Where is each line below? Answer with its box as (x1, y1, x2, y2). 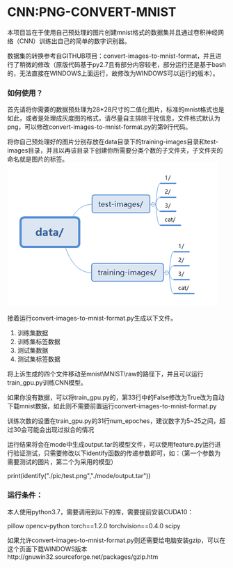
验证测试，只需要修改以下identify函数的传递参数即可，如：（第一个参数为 (13, 449, 221, 457)
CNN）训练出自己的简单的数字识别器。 (19, 36, 131, 45)
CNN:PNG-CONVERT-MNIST (7, 4, 177, 20)
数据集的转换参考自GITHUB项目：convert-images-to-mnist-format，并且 (7, 52, 216, 60)
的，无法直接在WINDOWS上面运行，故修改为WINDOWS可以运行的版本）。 (7, 69, 219, 77)
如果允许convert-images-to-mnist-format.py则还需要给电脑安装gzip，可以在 (7, 536, 226, 544)
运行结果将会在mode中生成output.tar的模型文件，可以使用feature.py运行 (7, 440, 216, 449)
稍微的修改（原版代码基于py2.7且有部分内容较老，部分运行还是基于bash (19, 60, 226, 68)
